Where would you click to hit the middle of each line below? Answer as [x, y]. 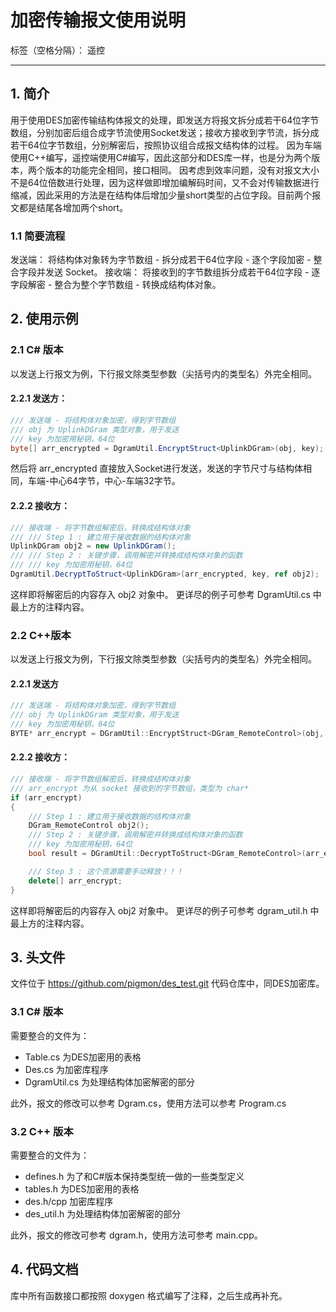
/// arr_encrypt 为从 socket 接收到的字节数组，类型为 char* [130, 788]
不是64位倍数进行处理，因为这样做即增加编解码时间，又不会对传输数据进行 [165, 182]
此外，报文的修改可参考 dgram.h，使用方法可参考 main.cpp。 [136, 1235]
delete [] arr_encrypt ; [75, 881]
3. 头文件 [38, 957]
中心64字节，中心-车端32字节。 [115, 481]
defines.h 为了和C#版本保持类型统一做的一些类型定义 [134, 1176]
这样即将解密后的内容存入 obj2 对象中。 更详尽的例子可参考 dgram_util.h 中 [165, 910]
